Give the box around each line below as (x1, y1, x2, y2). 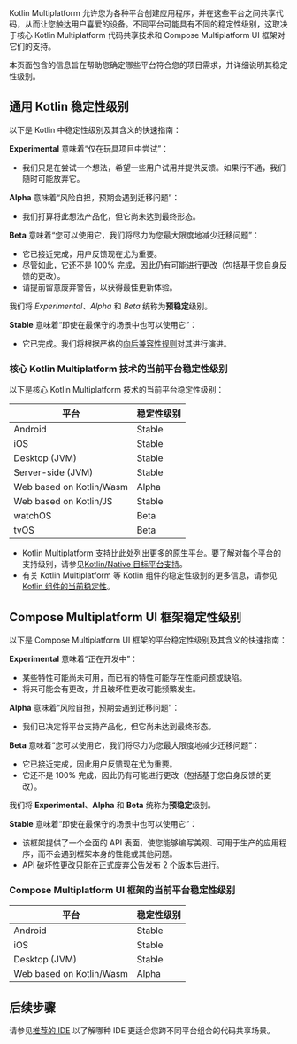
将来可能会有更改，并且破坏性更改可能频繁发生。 (21, 683, 201, 694)
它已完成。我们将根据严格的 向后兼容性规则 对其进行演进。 (21, 338, 232, 348)
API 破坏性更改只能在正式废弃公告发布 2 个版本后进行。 (21, 859, 225, 870)
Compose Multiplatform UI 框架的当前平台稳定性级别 (9, 884, 236, 896)
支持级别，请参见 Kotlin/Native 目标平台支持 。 (21, 559, 187, 570)
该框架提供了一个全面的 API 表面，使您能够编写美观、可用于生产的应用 (21, 837, 280, 848)
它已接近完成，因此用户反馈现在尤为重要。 (21, 759, 178, 769)
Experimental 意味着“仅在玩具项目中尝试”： (9, 143, 170, 153)
